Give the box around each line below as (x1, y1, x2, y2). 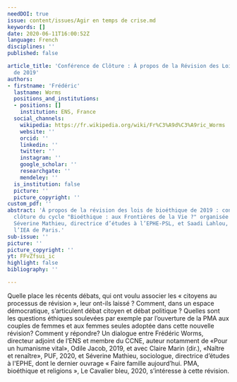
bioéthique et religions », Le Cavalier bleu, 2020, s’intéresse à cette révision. (7, 366, 230, 375)
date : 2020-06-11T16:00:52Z (7, 30, 90, 37)
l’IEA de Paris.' (13, 227, 65, 234)
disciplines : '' (7, 43, 55, 50)
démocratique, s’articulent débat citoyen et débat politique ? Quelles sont (7, 306, 220, 315)
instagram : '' (20, 155, 61, 162)
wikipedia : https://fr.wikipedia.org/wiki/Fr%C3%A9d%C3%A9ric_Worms (20, 121, 226, 129)
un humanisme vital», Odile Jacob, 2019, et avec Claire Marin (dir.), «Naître (7, 344, 224, 352)
